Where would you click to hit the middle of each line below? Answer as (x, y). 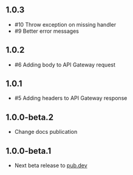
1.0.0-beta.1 (29, 151)
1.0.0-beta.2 (30, 117)
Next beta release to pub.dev (51, 165)
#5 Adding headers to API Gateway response (71, 98)
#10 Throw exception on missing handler (65, 24)
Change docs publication (46, 132)
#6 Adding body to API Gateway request (65, 64)
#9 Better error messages (47, 31)
